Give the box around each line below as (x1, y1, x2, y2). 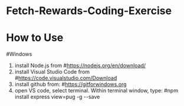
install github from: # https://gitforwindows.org (14, 81, 127, 88)
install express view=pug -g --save (14, 93, 100, 101)
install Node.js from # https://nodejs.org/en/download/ (14, 62, 146, 69)
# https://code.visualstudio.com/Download (14, 75, 117, 82)
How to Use (6, 31, 64, 45)
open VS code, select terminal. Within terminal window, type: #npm (14, 87, 179, 94)
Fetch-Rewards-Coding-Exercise (6, 4, 172, 18)
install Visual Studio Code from (14, 68, 90, 75)
